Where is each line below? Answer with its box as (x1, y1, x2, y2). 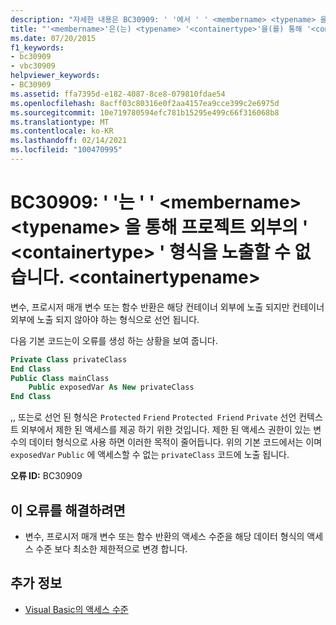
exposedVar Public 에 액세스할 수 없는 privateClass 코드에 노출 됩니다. (10, 449, 290, 461)
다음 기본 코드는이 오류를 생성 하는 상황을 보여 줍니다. (10, 334, 218, 346)
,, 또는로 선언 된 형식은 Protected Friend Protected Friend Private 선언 (10, 411, 297, 423)
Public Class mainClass (10, 373, 110, 383)
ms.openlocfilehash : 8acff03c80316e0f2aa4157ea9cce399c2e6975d (10, 98, 280, 108)
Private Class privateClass (10, 354, 128, 365)
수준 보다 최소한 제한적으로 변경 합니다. (35, 543, 188, 555)
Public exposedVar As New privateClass (28, 382, 195, 393)
